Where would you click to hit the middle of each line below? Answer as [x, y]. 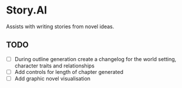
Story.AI [27, 10]
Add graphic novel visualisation [53, 78]
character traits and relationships [55, 66]
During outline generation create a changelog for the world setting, [95, 59]
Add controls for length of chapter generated [69, 72]
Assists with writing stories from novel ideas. [60, 26]
